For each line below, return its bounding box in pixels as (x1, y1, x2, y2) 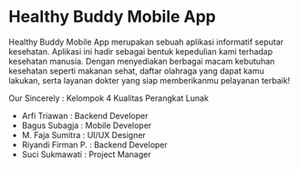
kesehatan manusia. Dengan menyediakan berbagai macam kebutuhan (8, 55, 275, 66)
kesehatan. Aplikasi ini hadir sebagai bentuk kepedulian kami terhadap (8, 45, 273, 56)
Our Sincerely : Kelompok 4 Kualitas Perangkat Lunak (8, 93, 209, 104)
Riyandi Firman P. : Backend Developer (21, 139, 168, 150)
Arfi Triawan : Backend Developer (21, 110, 149, 121)
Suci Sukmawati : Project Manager (21, 148, 151, 160)
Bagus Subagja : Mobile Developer (21, 120, 152, 131)
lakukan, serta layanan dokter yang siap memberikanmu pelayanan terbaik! (8, 75, 291, 85)
